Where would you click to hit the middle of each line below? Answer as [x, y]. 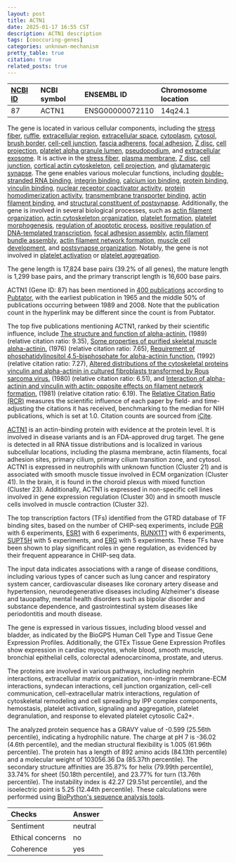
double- [212, 172]
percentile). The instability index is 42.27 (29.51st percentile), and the [107, 781]
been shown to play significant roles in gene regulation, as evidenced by [112, 548]
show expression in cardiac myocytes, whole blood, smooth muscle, [106, 650]
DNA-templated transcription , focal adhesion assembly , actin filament [108, 232]
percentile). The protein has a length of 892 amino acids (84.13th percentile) [117, 752]
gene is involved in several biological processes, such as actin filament [110, 210]
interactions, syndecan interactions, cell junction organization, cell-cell [110, 686]
